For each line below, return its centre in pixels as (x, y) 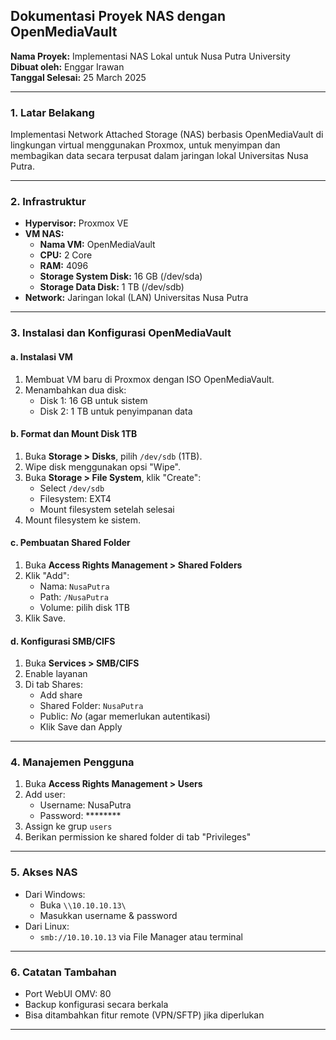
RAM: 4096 (64, 266)
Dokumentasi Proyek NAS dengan (118, 16)
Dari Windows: (55, 894)
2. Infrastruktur (48, 202)
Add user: (45, 795)
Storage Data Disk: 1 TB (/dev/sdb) (112, 287)
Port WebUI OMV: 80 (68, 994)
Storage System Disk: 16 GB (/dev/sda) (121, 276)
